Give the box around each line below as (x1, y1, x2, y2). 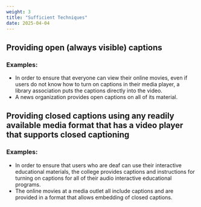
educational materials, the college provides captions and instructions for (14, 168, 195, 175)
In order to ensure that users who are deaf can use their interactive (14, 161, 182, 169)
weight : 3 (6, 8, 31, 15)
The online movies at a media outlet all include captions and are (14, 187, 174, 194)
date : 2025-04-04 (6, 20, 50, 26)
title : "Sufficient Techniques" (6, 14, 88, 21)
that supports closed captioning (6, 130, 130, 140)
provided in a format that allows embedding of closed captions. (14, 194, 173, 201)
